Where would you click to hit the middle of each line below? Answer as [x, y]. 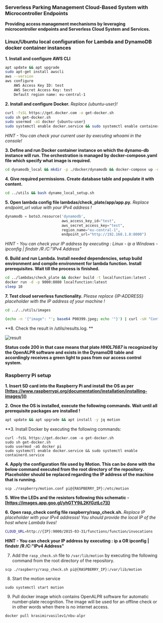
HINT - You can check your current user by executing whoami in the [73, 136]
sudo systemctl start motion [34, 587]
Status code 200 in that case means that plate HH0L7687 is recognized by [81, 347]
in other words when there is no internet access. [60, 607]
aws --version [19, 76]
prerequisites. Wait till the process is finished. [52, 269]
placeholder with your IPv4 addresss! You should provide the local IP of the [81, 517]
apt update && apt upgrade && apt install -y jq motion [63, 420]
